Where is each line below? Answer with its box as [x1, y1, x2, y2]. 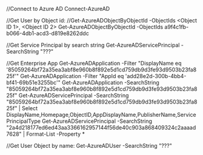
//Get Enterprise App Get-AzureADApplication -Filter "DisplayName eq [6, 60, 182, 67]
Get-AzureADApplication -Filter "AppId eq [20, 73, 124, 79]
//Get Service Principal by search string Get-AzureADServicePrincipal [6, 42, 180, 48]
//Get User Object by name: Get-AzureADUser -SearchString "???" [6, 142, 173, 149]
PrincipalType [6, 117, 41, 125]
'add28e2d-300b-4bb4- [125, 73, 187, 79]
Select [22, 105, 38, 111]
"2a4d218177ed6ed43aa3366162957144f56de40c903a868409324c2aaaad [6, 124, 196, 131]
